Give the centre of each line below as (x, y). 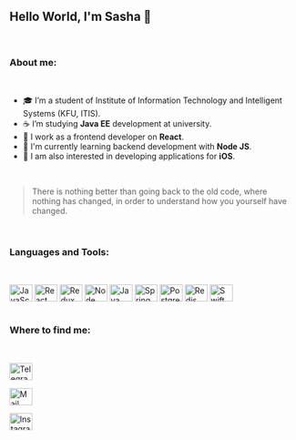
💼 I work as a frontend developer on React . (103, 137)
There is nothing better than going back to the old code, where (149, 191)
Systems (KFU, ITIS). (61, 114)
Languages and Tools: (59, 252)
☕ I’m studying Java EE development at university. (117, 124)
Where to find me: (50, 331)
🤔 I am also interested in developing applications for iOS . (128, 157)
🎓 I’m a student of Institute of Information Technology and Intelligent (152, 100)
